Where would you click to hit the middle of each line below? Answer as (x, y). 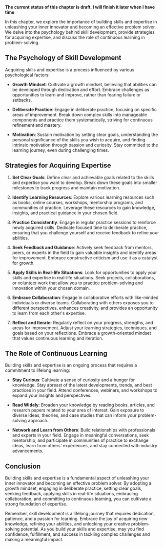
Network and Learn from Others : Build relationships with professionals (84, 430)
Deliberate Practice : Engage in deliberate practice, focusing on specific (84, 109)
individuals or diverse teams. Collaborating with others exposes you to (83, 302)
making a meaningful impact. (34, 540)
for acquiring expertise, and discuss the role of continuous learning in (75, 37)
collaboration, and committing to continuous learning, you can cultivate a (78, 499)
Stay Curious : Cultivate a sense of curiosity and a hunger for (73, 380)
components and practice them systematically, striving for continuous (82, 120)
